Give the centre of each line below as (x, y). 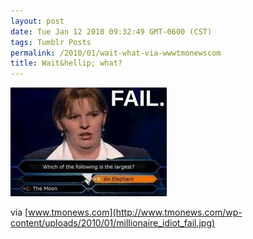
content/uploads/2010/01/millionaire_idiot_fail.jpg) (113, 223)
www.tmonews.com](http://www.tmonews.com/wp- (135, 212)
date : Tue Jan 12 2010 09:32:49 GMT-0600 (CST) (111, 31)
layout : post (37, 21)
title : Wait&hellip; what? (66, 63)
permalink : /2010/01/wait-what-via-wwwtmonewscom (116, 53)
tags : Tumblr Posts (51, 42)
